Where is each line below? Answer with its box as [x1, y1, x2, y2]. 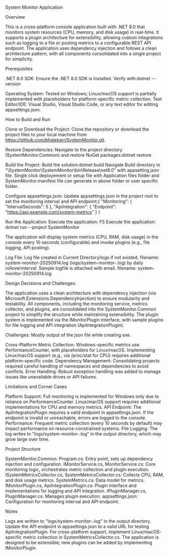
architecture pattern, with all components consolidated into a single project [5, 50, 161, 56]
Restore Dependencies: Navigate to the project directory [5, 147, 123, 153]
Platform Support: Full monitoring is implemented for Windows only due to [5, 393, 159, 399]
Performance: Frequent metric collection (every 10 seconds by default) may [5, 420, 162, 426]
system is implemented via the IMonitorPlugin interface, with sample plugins [5, 317, 164, 323]
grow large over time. [5, 436, 49, 442]
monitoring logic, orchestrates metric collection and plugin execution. [5, 466, 150, 472]
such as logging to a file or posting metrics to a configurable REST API [5, 40, 151, 46]
